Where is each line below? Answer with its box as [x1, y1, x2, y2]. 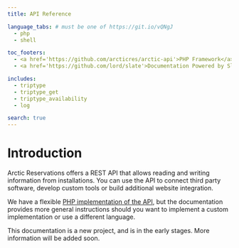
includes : [7, 75, 37, 82]
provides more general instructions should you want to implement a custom [7, 205, 229, 214]
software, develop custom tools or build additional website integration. [7, 184, 213, 193]
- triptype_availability [14, 95, 87, 102]
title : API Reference [7, 10, 72, 18]
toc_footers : [7, 49, 46, 57]
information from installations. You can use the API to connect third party [7, 176, 221, 185]
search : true [7, 114, 46, 122]
